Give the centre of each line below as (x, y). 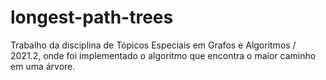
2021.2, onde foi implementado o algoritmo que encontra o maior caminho (163, 55)
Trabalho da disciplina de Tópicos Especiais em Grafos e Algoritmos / (153, 45)
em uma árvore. (43, 66)
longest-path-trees (92, 17)
